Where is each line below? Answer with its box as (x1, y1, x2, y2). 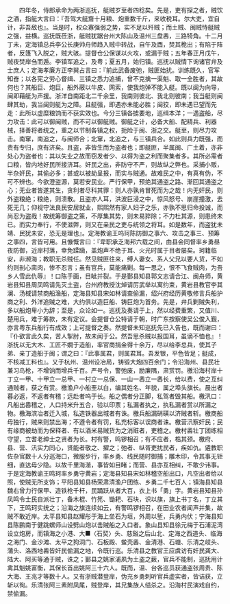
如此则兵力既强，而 (168, 135, 223, 143)
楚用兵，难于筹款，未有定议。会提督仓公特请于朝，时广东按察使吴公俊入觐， (7, 315, 223, 323)
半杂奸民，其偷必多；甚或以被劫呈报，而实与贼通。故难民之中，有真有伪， (7, 169, 217, 177)
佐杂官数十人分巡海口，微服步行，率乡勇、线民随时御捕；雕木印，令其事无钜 (7, 452, 223, 460)
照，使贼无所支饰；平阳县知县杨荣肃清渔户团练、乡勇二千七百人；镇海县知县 (7, 478, 223, 486)
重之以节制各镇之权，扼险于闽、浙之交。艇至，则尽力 (60, 126, 211, 134)
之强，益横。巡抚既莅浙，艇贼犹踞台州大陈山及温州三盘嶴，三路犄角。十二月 (7, 32, 223, 40)
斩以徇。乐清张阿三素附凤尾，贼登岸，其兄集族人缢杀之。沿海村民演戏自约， (7, 581, 223, 589)
